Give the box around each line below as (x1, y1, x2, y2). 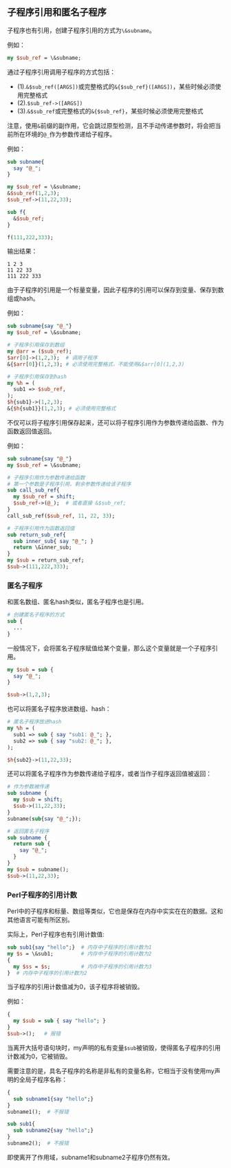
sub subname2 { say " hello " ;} (13, 1127, 94, 1134)
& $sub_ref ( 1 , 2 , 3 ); (7, 190, 60, 197)
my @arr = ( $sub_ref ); (7, 348, 72, 355)
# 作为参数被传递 (7, 783, 49, 791)
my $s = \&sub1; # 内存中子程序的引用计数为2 (7, 950, 153, 957)
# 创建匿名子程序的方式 (7, 611, 65, 619)
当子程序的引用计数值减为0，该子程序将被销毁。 (7, 982, 144, 991)
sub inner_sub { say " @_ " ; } (13, 538, 94, 544)
